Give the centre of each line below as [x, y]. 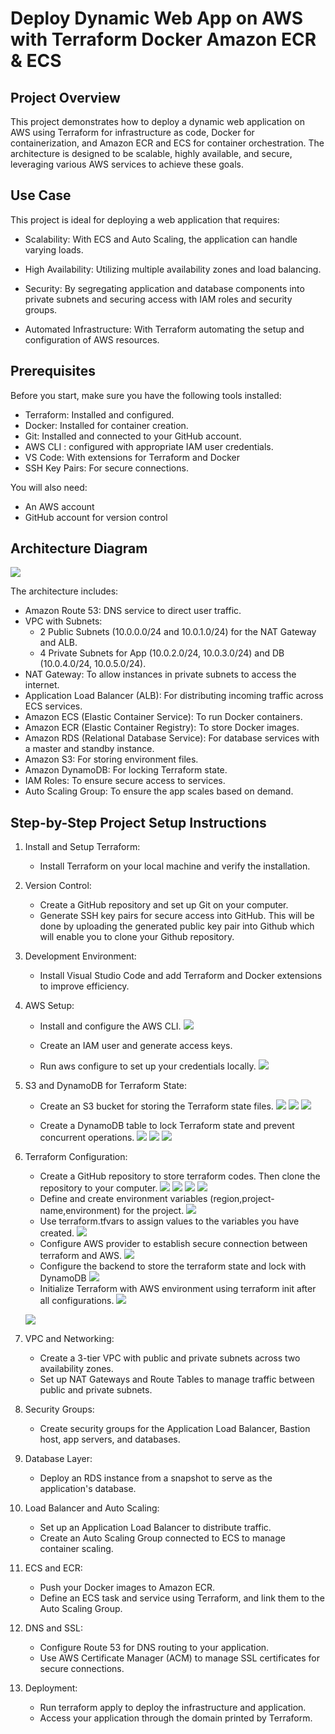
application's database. [88, 1489]
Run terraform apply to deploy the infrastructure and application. [173, 1708]
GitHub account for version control [96, 517]
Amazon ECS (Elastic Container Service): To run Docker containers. [163, 717]
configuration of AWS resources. [92, 339]
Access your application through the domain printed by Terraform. [176, 1718]
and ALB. [58, 643]
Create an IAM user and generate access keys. [136, 1046]
